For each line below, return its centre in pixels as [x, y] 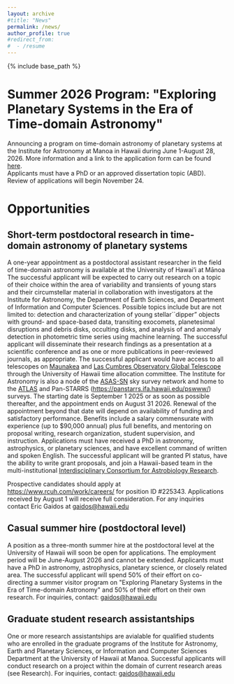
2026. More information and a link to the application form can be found [109, 158]
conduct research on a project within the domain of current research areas [115, 666]
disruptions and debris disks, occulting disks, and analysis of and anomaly [114, 329]
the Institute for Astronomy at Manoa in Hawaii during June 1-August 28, [111, 150]
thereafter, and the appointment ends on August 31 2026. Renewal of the [112, 404]
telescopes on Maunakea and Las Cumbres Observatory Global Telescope [114, 366]
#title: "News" [29, 20]
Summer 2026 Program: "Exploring [112, 94]
